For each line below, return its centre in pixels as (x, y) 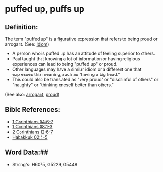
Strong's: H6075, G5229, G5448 (45, 164)
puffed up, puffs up (45, 9)
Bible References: (32, 110)
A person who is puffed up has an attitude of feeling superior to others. (83, 53)
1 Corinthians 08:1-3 (32, 126)
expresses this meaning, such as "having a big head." (66, 74)
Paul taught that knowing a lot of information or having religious (76, 59)
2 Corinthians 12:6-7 (32, 132)
